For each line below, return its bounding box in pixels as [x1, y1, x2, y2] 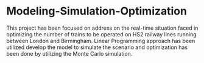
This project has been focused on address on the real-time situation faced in [6, 24, 199, 31]
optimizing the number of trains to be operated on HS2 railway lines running [6, 30, 197, 38]
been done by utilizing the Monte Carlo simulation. [6, 50, 133, 57]
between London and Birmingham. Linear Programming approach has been [6, 37, 195, 44]
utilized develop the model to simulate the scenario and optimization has [6, 44, 188, 51]
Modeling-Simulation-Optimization [6, 4, 188, 18]
